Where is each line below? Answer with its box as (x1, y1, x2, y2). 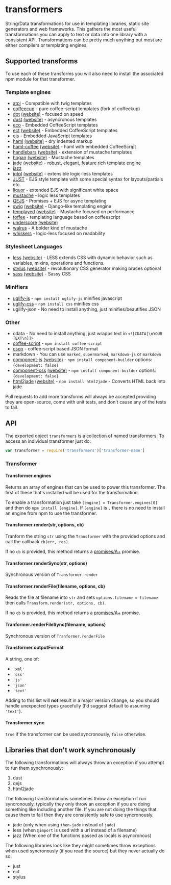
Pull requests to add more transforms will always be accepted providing (5, 393, 156, 399)
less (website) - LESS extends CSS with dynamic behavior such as (12, 255, 153, 261)
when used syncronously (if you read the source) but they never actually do (5, 848, 165, 854)
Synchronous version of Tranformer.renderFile (5, 633, 105, 639)
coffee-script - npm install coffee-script (12, 340, 103, 346)
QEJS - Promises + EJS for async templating (12, 198, 107, 204)
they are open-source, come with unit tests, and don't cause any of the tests (5, 399, 166, 405)
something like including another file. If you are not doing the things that (5, 806, 157, 812)
